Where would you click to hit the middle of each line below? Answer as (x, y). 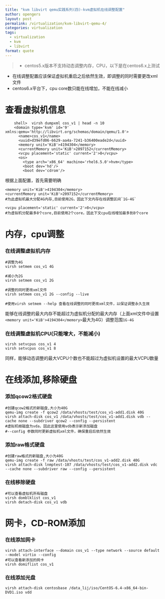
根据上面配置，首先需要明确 (33, 181)
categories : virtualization (34, 28)
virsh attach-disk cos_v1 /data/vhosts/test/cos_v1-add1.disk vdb (75, 416)
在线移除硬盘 (20, 482)
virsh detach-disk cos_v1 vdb (36, 503)
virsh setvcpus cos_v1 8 (31, 348)
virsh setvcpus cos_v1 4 (31, 344)
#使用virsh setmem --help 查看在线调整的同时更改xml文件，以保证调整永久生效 (78, 304)
